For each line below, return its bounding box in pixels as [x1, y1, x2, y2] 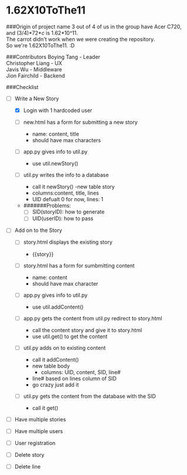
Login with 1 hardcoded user [23, 107, 92, 114]
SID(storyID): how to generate [32, 208, 105, 215]
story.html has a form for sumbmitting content [23, 262, 135, 269]
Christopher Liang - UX [6, 60, 63, 67]
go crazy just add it [32, 381, 79, 388]
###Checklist [6, 83, 39, 90]
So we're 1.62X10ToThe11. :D [6, 42, 75, 49]
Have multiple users [14, 427, 64, 434]
